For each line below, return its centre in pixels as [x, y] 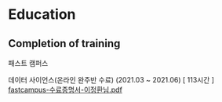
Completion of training [64, 44]
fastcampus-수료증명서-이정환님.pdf [66, 89]
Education [42, 15]
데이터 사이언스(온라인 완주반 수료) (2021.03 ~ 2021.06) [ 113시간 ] [111, 80]
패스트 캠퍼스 [28, 63]
